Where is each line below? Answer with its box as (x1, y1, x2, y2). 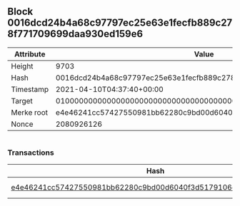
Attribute (14, 49, 46, 59)
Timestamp (11, 84, 49, 94)
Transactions (7, 148, 55, 158)
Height (11, 61, 34, 71)
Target (11, 96, 34, 105)
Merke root (11, 107, 49, 117)
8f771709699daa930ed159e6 (7, 28, 144, 40)
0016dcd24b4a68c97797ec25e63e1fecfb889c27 (7, 17, 233, 29)
